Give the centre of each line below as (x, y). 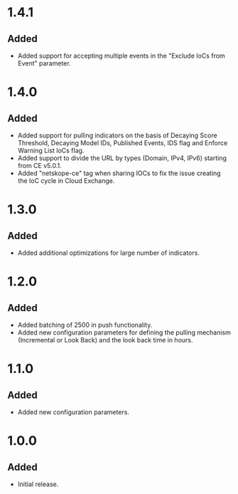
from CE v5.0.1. (39, 165)
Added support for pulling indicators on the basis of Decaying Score (118, 135)
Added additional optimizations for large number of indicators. (109, 253)
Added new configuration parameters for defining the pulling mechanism (124, 332)
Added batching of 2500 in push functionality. (85, 325)
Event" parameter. (44, 63)
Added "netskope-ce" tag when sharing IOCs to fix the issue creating (119, 173)
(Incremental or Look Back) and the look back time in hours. (105, 340)
